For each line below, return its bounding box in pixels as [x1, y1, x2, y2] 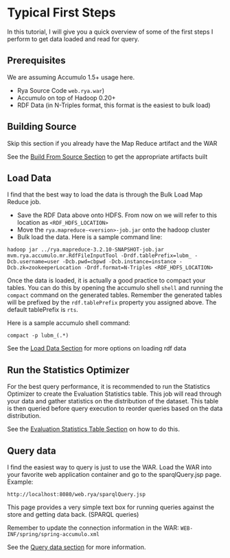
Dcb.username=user [7, 258, 60, 265]
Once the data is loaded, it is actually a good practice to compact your [7, 276, 206, 284]
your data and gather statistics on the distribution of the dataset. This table [7, 397, 219, 405]
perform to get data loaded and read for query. [7, 34, 139, 43]
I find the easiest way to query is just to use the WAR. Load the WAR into [7, 463, 212, 471]
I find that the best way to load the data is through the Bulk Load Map [7, 190, 203, 199]
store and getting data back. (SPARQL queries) [7, 511, 139, 518]
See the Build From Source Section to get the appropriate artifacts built [7, 153, 208, 161]
